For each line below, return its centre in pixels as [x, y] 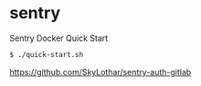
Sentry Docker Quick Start [59, 38]
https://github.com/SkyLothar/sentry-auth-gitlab [100, 72]
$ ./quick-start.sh [47, 54]
